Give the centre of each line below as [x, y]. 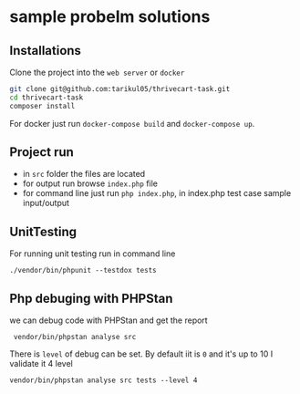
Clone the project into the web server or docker [97, 72]
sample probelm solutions [110, 17]
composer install [42, 106]
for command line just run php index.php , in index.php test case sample [157, 193]
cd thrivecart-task [47, 98]
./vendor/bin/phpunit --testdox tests [83, 271]
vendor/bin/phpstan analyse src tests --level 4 [103, 380]
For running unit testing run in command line [93, 254]
